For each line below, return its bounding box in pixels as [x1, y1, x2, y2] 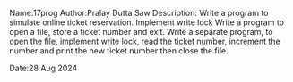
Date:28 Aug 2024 [9, 62, 78, 73]
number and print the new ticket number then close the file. [9, 45, 228, 56]
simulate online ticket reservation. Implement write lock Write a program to [9, 17, 285, 28]
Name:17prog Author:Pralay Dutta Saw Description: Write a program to [9, 8, 269, 18]
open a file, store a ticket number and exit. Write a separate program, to [9, 27, 273, 37]
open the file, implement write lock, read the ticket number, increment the [9, 36, 280, 46]
